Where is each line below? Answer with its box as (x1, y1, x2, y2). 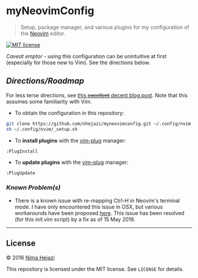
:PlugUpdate (6, 170, 35, 176)
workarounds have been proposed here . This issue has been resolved (14, 209, 184, 216)
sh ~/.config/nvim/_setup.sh (6, 126, 78, 132)
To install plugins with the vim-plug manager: (14, 137, 126, 144)
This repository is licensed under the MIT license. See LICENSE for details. (6, 265, 184, 272)
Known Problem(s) (6, 184, 61, 192)
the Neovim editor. (20, 29, 66, 37)
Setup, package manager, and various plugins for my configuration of (20, 24, 190, 31)
